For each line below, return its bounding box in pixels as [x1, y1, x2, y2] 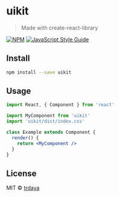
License [6, 168, 37, 178]
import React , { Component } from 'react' [6, 102, 115, 108]
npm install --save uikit [6, 69, 71, 75]
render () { [11, 134, 39, 141]
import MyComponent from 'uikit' [6, 113, 91, 119]
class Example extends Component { [6, 130, 96, 136]
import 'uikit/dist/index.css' [6, 119, 85, 125]
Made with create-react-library [21, 24, 98, 31]
